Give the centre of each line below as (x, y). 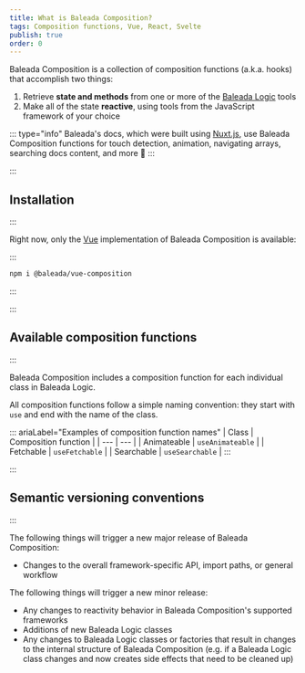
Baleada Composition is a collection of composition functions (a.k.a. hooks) (151, 69)
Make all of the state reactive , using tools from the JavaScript (138, 107)
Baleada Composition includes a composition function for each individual (147, 377)
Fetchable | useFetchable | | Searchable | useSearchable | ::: (120, 451)
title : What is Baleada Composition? (81, 18)
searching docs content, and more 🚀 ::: (82, 153)
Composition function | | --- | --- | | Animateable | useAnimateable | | (137, 442)
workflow (40, 574)
